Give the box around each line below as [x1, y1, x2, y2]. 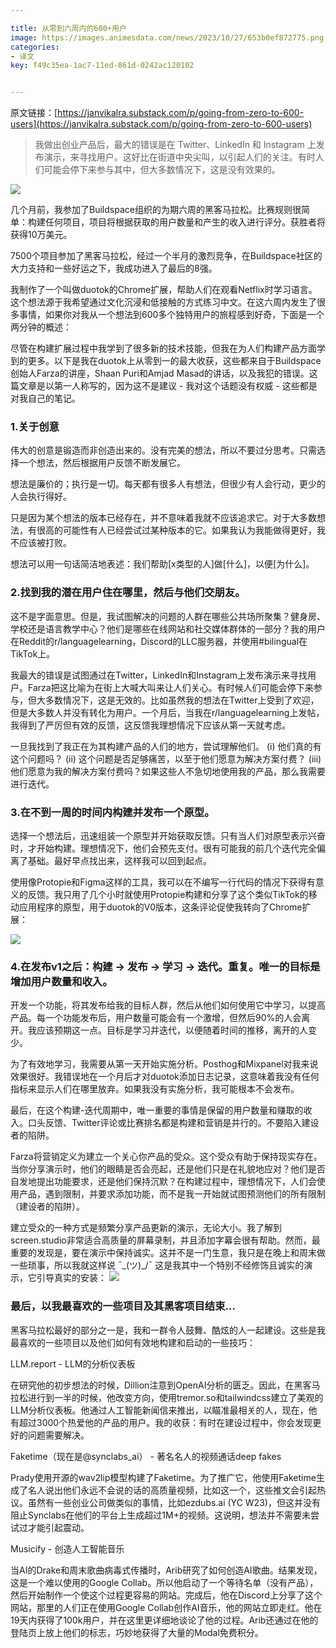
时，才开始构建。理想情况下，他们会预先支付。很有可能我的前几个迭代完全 [10, 842, 317, 855]
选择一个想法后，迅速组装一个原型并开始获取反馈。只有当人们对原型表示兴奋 [10, 830, 326, 842]
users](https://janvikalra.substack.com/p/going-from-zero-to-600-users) [10, 118, 313, 130]
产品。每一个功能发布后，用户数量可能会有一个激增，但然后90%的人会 [10, 1012, 302, 1024]
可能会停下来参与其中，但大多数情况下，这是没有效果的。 [43, 164, 281, 176]
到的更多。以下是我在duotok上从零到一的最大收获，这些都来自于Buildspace [10, 355, 322, 367]
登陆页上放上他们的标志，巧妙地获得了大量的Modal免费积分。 [10, 1626, 264, 1638]
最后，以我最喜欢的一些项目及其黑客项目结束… [10, 1299, 236, 1313]
